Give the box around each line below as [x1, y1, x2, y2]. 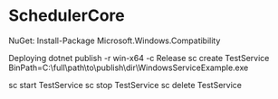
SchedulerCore [8, 5, 125, 26]
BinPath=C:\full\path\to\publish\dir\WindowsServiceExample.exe [8, 62, 249, 73]
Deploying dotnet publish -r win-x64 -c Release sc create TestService [8, 52, 270, 63]
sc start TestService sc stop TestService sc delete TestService [8, 79, 242, 90]
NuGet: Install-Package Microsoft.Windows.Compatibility [8, 35, 221, 46]
